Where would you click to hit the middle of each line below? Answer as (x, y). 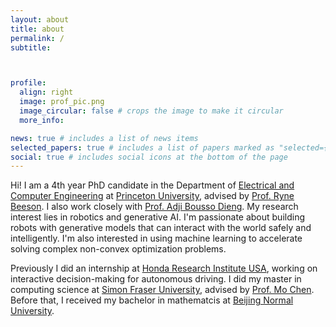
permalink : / (37, 38)
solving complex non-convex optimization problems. (118, 249)
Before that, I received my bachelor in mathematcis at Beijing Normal (152, 300)
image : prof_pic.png (62, 102)
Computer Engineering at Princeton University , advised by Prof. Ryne (152, 196)
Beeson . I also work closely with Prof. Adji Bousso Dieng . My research (154, 207)
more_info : (42, 120)
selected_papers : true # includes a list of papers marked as (142, 147)
